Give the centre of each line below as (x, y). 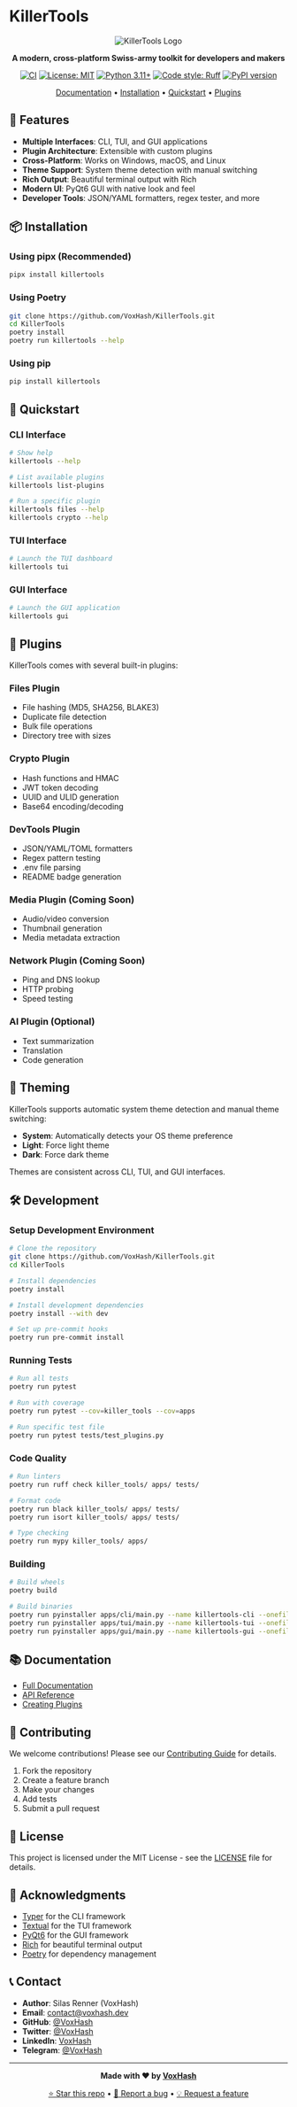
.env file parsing (51, 867)
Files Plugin (34, 688)
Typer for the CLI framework (74, 1916)
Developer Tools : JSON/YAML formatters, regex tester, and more (141, 198)
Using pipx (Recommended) (70, 257)
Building (27, 1564)
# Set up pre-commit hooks (59, 1329)
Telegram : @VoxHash (62, 2050)
